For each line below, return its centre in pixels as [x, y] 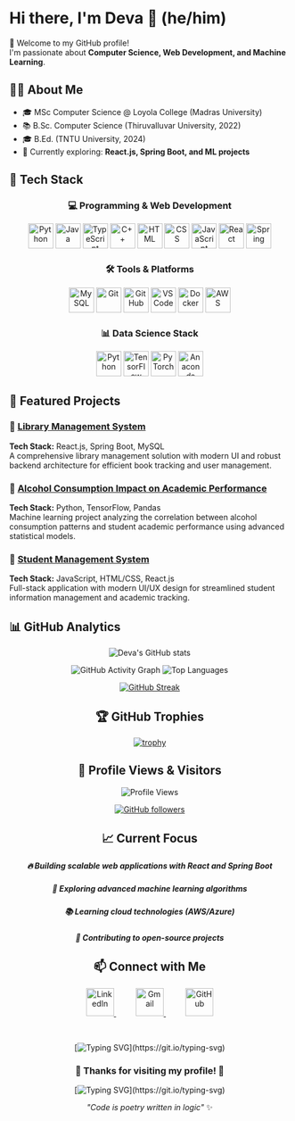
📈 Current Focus [150, 839]
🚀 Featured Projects [65, 401]
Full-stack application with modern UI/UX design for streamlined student [142, 588]
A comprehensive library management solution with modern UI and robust [145, 455]
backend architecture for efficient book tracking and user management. [140, 465]
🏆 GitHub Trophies [150, 716]
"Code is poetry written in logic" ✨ [150, 1107]
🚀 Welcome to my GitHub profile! [69, 43]
